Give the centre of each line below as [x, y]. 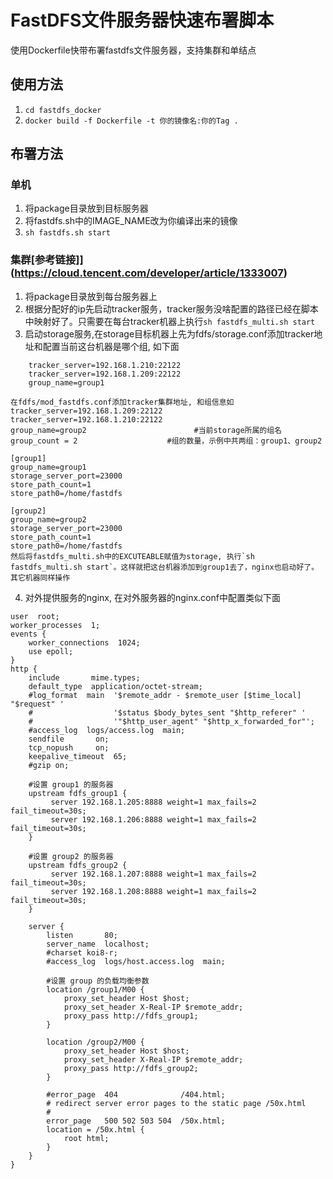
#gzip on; [49, 765]
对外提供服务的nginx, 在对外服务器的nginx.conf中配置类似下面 [152, 597]
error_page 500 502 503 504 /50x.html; [136, 1121]
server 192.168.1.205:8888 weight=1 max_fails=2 [153, 802]
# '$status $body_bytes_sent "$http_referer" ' [167, 712]
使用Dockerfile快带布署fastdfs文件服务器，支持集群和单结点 [133, 50]
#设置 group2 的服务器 [71, 856]
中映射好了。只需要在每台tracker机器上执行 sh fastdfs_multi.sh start [170, 321]
